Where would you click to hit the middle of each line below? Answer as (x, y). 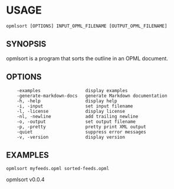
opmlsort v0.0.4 (25, 180)
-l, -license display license (71, 111)
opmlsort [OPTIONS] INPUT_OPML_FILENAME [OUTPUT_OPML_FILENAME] (87, 26)
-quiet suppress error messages (81, 132)
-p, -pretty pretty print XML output (81, 127)
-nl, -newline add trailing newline (78, 116)
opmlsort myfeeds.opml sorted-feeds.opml (58, 169)
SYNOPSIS (26, 44)
